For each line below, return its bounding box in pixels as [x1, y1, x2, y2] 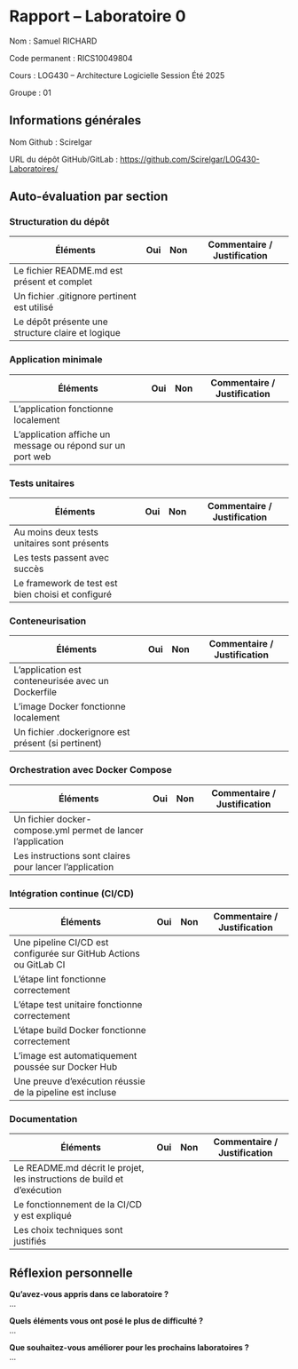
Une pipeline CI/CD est [13, 935, 109, 948]
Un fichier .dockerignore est [13, 726, 130, 738]
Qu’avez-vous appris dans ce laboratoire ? [9, 1289, 169, 1300]
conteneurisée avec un [13, 675, 109, 688]
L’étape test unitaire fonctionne [13, 998, 143, 1010]
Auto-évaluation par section [9, 189, 169, 204]
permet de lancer [72, 824, 144, 836]
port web [13, 450, 51, 463]
